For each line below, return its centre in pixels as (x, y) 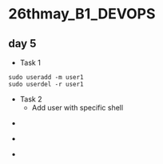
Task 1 (30, 62)
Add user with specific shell (78, 108)
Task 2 (31, 99)
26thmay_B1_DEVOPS (82, 14)
